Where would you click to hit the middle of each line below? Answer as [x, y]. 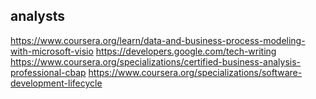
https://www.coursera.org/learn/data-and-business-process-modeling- [158, 40]
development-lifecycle [56, 83]
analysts [38, 16]
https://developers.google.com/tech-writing [186, 51]
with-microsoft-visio [52, 51]
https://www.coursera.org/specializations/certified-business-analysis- [156, 61]
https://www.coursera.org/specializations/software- [195, 72]
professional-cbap [48, 72]
